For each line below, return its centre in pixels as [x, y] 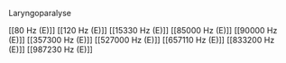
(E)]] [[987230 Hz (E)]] [51, 49]
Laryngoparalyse [40, 13]
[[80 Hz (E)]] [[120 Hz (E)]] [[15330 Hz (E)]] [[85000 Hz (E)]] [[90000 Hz [143, 30]
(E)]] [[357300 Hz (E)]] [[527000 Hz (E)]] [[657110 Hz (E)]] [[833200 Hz [142, 40]
